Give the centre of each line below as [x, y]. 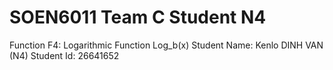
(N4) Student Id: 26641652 [64, 55]
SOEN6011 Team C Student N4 [138, 17]
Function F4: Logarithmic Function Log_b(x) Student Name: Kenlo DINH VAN [166, 45]
